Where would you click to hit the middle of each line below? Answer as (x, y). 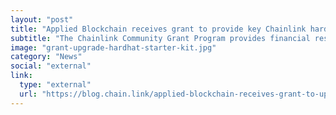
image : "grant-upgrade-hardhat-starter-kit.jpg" (113, 47)
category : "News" (46, 57)
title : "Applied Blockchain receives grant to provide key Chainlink (158, 29)
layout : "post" (42, 19)
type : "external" (55, 85)
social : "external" (51, 66)
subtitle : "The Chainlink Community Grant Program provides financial (160, 38)
